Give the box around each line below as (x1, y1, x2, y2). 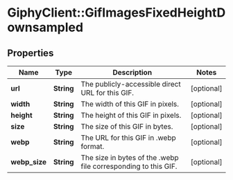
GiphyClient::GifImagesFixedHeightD (7, 5, 226, 21)
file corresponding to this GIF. (80, 161, 178, 171)
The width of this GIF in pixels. (80, 99, 179, 109)
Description (112, 68, 153, 77)
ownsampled (7, 19, 84, 35)
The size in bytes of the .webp (80, 153, 179, 162)
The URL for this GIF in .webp (80, 133, 176, 143)
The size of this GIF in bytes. (80, 122, 173, 131)
